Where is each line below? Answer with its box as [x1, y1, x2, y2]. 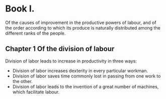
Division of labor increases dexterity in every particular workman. [12, 67, 148, 73]
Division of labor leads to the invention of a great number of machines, [12, 83, 159, 89]
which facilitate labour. [12, 88, 60, 95]
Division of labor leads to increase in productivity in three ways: [5, 58, 137, 64]
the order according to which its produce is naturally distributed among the [5, 24, 161, 30]
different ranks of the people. [5, 30, 66, 36]
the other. [12, 78, 33, 84]
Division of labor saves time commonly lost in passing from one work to [12, 73, 161, 79]
